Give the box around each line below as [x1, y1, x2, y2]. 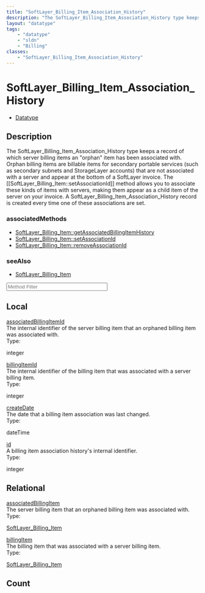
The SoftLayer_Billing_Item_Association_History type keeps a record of [6, 148, 184, 155]
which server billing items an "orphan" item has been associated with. [6, 154, 182, 162]
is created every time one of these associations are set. [6, 199, 146, 207]
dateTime [6, 428, 30, 436]
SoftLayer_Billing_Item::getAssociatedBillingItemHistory [15, 228, 154, 235]
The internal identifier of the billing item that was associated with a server [6, 367, 191, 375]
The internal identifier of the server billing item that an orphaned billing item [6, 324, 196, 331]
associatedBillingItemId [6, 318, 65, 325]
